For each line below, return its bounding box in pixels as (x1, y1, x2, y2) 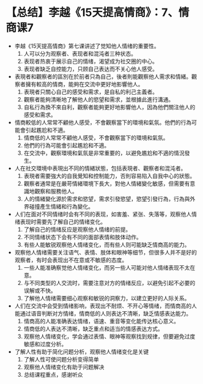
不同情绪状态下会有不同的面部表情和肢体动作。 (23, 233, 142, 240)
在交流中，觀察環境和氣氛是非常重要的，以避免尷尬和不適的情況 (23, 149, 185, 157)
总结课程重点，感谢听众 (23, 371, 83, 378)
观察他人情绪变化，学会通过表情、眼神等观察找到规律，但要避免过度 (23, 333, 196, 340)
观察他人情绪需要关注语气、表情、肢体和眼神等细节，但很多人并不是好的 (14, 248, 197, 256)
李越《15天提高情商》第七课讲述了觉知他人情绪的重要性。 (14, 42, 160, 50)
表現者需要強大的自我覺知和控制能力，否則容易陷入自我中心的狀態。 (23, 172, 196, 179)
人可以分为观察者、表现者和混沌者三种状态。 (23, 50, 137, 57)
